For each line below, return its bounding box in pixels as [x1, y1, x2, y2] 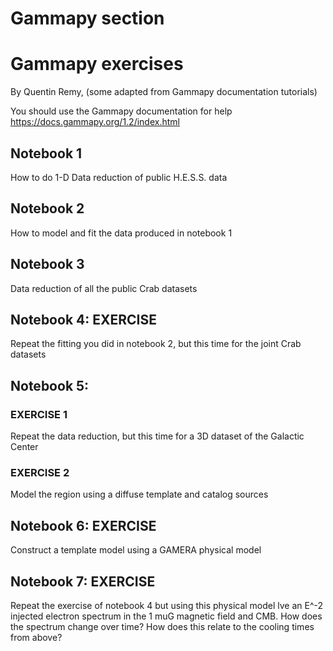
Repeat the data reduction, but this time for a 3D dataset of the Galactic [10, 430, 305, 442]
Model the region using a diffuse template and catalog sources [10, 488, 269, 501]
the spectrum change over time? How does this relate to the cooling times [10, 620, 315, 632]
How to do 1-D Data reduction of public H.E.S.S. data [10, 171, 228, 183]
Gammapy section [10, 7, 165, 30]
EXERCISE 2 [10, 465, 70, 479]
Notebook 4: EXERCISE [10, 311, 157, 328]
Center [10, 441, 39, 453]
